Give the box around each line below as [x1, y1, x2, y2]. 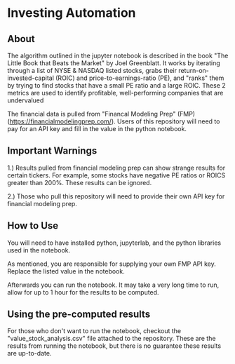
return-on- [178, 67, 209, 74]
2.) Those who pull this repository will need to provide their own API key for [7, 191, 225, 201]
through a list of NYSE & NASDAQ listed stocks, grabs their [7, 67, 177, 74]
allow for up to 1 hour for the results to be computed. [7, 288, 159, 296]
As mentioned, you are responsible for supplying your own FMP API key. [7, 259, 216, 268]
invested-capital [7, 74, 55, 82]
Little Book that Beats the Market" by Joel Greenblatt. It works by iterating [7, 59, 221, 67]
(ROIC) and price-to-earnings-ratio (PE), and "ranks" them [55, 74, 224, 82]
